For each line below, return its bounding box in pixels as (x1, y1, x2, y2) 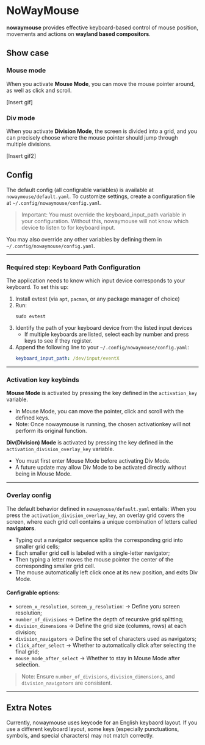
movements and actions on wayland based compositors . (6, 30, 151, 37)
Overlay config (6, 491, 52, 500)
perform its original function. (15, 427, 87, 435)
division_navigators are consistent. (21, 679, 113, 686)
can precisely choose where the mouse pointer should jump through (6, 134, 178, 141)
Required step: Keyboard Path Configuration (6, 263, 141, 271)
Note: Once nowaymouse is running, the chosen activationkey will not (15, 421, 191, 428)
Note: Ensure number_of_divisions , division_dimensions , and (21, 672, 175, 680)
